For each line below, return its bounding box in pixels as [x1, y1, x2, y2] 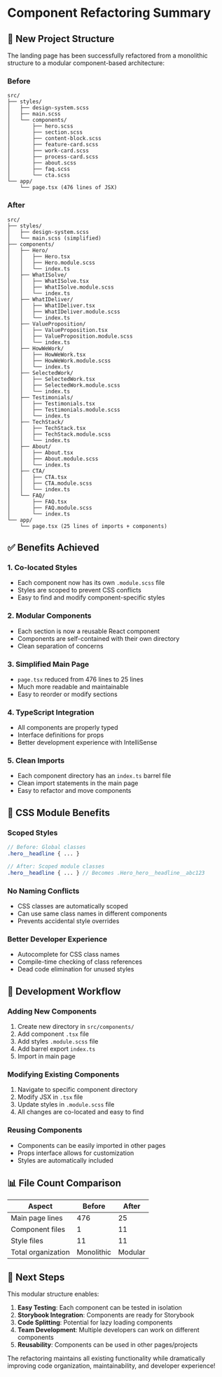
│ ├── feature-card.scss [7, 141, 99, 148]
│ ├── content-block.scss [7, 135, 102, 142]
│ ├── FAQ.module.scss [7, 504, 92, 511]
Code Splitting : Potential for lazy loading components [17, 1318, 173, 1327]
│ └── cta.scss [7, 172, 71, 179]
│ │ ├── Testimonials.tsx [7, 400, 96, 407]
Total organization [11, 1247, 70, 1257]
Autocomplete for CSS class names [17, 950, 120, 959]
